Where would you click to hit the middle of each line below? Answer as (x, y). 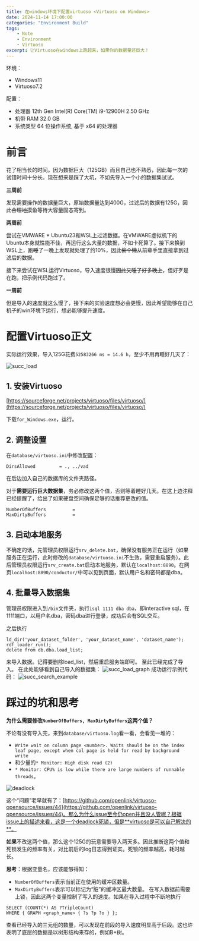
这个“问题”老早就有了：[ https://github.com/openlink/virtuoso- (81, 800)
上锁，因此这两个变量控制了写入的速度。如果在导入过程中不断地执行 (98, 896)
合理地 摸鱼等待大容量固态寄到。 (50, 210)
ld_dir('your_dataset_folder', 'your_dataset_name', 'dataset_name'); (95, 640)
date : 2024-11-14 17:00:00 (39, 17)
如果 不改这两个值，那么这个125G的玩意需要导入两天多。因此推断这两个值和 (98, 841)
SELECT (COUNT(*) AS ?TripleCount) (50, 908)
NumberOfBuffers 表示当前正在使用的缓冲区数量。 (74, 882)
